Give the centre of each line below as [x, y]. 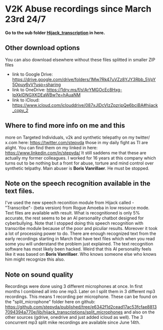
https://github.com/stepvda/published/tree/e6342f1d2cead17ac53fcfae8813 [81, 307]
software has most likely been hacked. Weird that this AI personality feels [78, 249]
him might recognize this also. [35, 259]
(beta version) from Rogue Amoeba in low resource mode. [91, 208]
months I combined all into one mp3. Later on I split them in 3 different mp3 [80, 292]
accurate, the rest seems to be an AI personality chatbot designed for [74, 218]
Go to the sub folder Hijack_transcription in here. [55, 33]
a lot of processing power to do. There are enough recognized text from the [81, 233]
